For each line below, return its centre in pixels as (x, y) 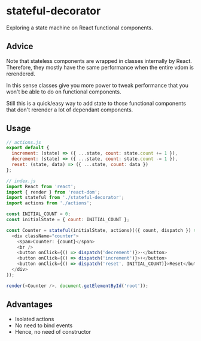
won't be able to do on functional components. (64, 92)
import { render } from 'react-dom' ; (53, 192)
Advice (20, 46)
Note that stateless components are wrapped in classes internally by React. (99, 61)
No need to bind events (44, 325)
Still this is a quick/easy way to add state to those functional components (96, 103)
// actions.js (24, 142)
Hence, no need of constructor (53, 331)
